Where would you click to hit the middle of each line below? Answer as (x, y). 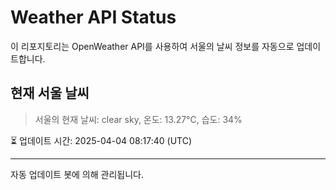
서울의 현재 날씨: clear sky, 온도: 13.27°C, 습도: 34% (138, 119)
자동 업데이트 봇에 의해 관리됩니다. (77, 174)
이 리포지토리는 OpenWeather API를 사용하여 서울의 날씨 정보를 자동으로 (152, 46)
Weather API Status (93, 17)
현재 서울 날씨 (50, 93)
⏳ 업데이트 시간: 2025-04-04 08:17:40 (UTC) (101, 140)
